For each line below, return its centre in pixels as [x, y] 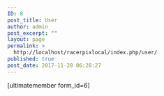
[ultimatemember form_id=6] [49, 85]
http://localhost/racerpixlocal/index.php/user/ [85, 53]
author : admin [28, 26]
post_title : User [32, 20]
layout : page [26, 40]
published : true [31, 59]
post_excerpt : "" [32, 33]
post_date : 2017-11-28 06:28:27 [54, 65]
